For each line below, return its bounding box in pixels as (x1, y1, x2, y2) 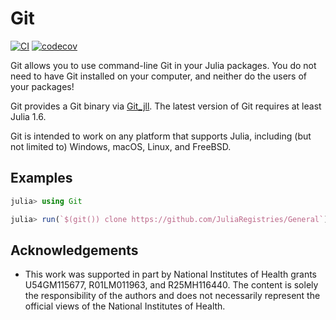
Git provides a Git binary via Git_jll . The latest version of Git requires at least (10, 100, 322, 112)
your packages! (10, 80, 75, 92)
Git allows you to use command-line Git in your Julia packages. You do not (10, 59, 317, 71)
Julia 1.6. (10, 110, 47, 122)
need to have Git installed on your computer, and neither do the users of (10, 70, 307, 82)
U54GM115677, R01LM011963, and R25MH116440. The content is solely (24, 279, 319, 291)
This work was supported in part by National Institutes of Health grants (24, 268, 317, 281)
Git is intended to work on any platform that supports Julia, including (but (10, 130, 312, 142)
